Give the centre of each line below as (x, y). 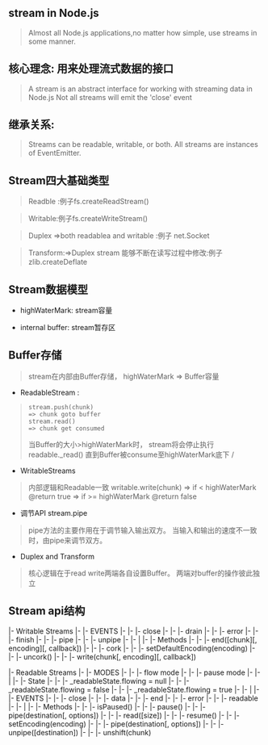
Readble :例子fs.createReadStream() (88, 202)
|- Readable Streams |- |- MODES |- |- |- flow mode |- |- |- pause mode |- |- (134, 672)
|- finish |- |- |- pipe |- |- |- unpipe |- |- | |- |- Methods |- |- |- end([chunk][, (133, 639)
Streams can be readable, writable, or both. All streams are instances (143, 144)
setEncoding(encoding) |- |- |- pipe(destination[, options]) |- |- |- (116, 724)
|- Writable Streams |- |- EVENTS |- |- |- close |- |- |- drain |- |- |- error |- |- (134, 631)
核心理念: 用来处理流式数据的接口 (91, 69)
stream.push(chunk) (61, 407)
